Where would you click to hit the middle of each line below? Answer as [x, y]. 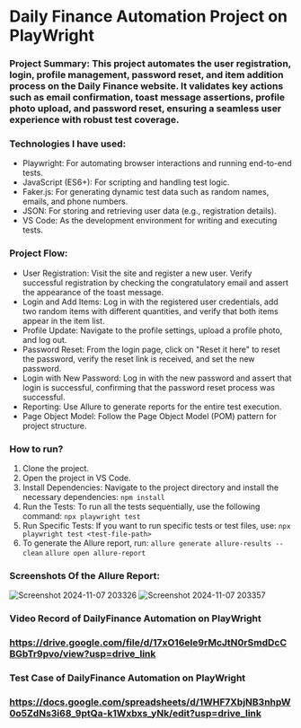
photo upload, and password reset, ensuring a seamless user [145, 109]
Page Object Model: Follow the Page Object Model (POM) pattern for [149, 416]
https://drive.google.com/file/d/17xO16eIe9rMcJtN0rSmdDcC [148, 643]
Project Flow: [39, 253]
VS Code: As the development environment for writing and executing [150, 221]
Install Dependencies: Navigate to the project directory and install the [150, 487]
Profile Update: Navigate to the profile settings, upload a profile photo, [152, 330]
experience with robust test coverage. [94, 120]
